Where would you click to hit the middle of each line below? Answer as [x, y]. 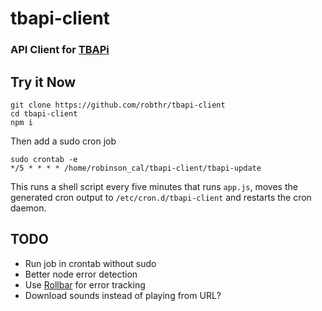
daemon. [28, 208]
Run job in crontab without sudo [90, 263]
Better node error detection [81, 274]
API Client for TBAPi [60, 50]
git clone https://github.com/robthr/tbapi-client [118, 105]
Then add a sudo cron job [63, 141]
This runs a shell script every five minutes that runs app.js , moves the [154, 186]
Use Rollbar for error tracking [85, 284]
